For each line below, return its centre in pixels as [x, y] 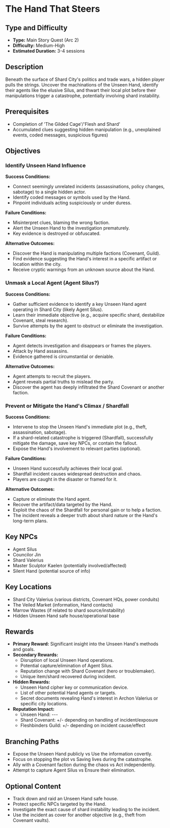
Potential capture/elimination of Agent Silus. [67, 666]
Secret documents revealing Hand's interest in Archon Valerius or [89, 698]
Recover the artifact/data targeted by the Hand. [63, 504]
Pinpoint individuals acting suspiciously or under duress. [72, 203]
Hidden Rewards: [31, 682]
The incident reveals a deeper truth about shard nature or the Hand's [85, 515]
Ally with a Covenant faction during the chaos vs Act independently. [84, 765]
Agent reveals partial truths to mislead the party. [63, 382]
